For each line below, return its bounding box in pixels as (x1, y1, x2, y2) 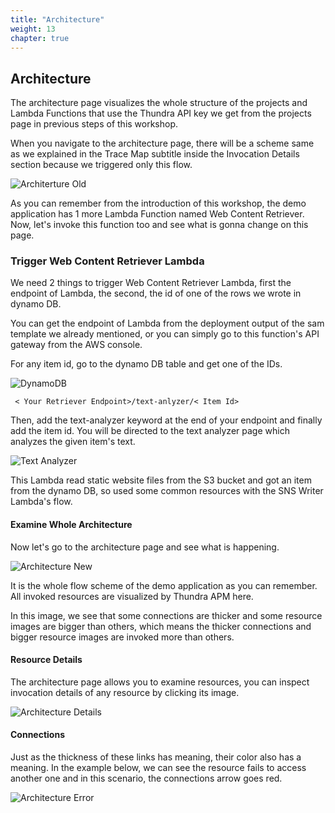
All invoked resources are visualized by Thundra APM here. (10, 590, 254, 602)
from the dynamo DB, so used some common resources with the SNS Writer (10, 485, 324, 497)
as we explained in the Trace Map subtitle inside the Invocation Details (10, 148, 300, 160)
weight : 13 (10, 24, 56, 34)
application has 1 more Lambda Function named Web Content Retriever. (10, 208, 305, 220)
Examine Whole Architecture (10, 519, 133, 531)
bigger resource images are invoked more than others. (10, 631, 235, 643)
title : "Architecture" (10, 14, 105, 25)
